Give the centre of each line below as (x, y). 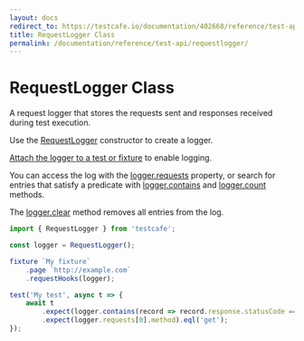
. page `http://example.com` (78, 270)
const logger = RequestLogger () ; (72, 246)
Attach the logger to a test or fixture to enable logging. (111, 158)
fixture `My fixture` (50, 261)
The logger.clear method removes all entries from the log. (117, 212)
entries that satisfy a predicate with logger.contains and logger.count (138, 185)
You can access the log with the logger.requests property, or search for (142, 175)
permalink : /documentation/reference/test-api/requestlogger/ (129, 43)
